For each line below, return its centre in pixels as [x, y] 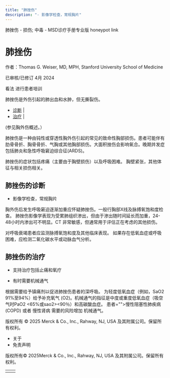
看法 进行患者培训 [24, 89]
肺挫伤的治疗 [25, 257]
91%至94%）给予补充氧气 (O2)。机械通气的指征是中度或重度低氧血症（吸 [82, 298]
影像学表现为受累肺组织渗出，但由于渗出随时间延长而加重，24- [94, 216]
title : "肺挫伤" [21, 10]
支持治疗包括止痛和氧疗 [37, 270]
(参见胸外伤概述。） [25, 127]
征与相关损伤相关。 [25, 168]
